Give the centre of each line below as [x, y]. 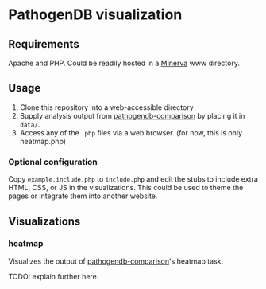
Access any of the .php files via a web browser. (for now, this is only [131, 132]
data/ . [30, 124]
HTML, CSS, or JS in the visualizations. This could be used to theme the [126, 188]
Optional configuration [53, 162]
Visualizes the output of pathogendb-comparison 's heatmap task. [116, 261]
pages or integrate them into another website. [83, 196]
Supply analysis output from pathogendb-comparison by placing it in [132, 115]
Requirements [44, 44]
